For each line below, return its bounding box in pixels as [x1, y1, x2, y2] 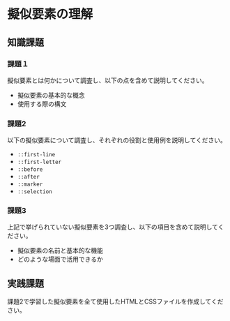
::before [17, 166, 43, 173]
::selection [17, 188, 52, 195]
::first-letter [17, 158, 62, 166]
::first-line [17, 151, 56, 158]
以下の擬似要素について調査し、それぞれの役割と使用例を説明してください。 [7, 136, 227, 144]
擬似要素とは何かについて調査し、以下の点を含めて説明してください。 [7, 76, 208, 84]
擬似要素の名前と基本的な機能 [17, 246, 103, 255]
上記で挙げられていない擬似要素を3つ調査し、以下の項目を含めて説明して [7, 223, 218, 231]
